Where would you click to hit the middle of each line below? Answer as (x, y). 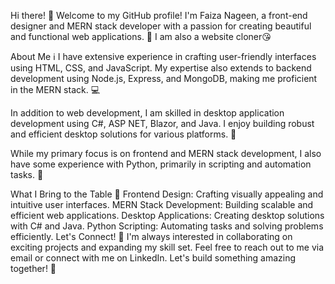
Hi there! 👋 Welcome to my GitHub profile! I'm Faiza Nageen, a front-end (159, 15)
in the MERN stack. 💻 (55, 89)
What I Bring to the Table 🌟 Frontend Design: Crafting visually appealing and (167, 194)
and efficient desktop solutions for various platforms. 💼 (123, 134)
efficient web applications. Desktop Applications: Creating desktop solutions (167, 215)
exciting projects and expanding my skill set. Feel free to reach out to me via (167, 247)
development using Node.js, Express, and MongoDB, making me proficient (164, 78)
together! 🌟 (33, 268)
